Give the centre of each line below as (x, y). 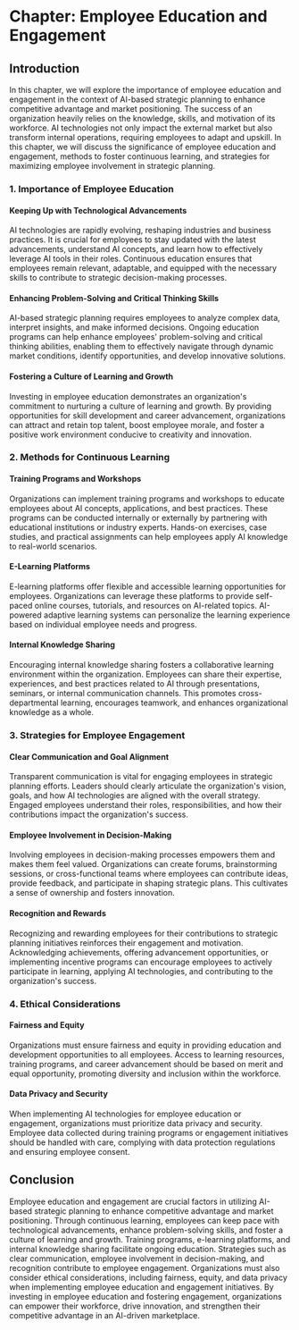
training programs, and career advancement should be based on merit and (146, 1064)
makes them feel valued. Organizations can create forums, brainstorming (143, 864)
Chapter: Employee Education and (138, 17)
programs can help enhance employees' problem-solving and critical (136, 337)
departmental (34, 703)
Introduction (45, 68)
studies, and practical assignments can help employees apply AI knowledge (149, 536)
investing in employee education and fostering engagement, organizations (146, 1296)
